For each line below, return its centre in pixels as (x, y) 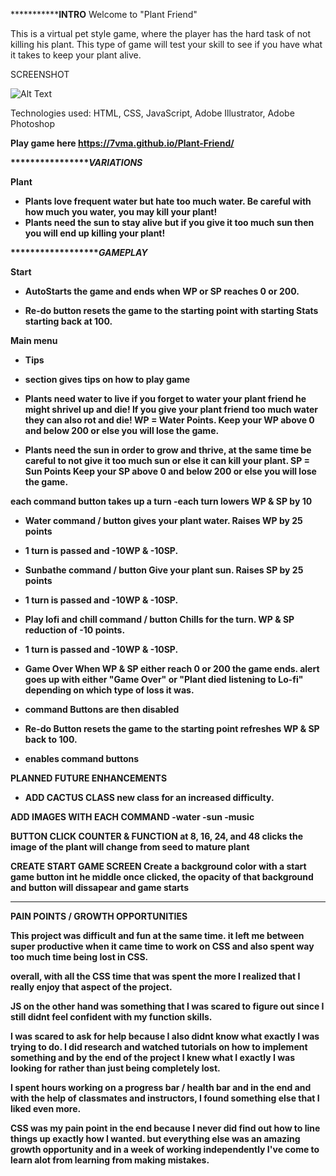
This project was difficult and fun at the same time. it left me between (157, 935)
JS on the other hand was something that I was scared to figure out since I (167, 1006)
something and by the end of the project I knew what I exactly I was (153, 1057)
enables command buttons (82, 758)
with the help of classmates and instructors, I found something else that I (165, 1098)
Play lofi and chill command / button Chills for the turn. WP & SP (159, 619)
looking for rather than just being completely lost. (115, 1068)
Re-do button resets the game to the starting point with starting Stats (171, 310)
